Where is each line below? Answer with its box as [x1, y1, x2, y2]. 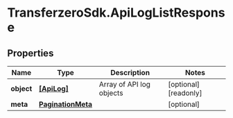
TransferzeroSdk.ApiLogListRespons [7, 5, 225, 21]
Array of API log [98, 80, 151, 89]
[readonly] [167, 88, 202, 98]
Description [110, 68, 150, 77]
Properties [7, 47, 54, 59]
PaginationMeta [39, 99, 92, 109]
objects [98, 88, 123, 98]
